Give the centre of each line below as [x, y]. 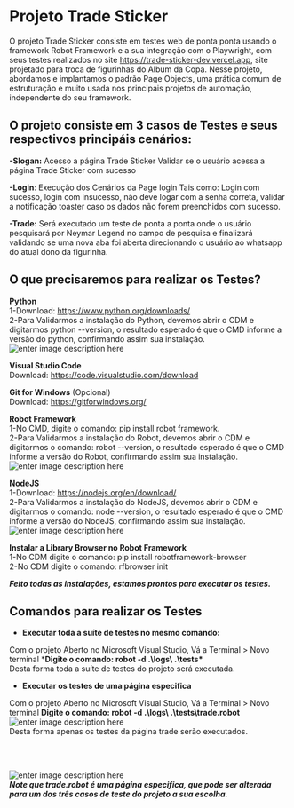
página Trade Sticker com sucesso [72, 170]
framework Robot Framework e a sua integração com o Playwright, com [141, 50]
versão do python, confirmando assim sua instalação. [107, 338]
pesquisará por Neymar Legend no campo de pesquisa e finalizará [131, 233]
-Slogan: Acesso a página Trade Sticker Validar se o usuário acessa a [137, 161]
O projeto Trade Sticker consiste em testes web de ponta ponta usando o [143, 41]
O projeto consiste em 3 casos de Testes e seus [143, 126]
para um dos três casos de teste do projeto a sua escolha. [119, 794]
